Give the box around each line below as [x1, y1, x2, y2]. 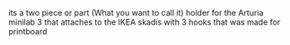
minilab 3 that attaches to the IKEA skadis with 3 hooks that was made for [8, 17, 281, 27]
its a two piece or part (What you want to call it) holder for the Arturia [8, 8, 264, 18]
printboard [8, 26, 48, 36]
